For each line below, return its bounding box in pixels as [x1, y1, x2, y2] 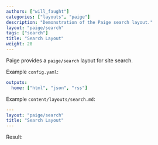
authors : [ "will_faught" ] [6, 8, 69, 15]
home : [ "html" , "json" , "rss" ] [11, 85, 88, 91]
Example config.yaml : [6, 68, 59, 75]
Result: [6, 133, 23, 140]
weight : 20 [6, 41, 33, 47]
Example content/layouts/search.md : [6, 96, 95, 102]
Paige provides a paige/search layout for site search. [6, 56, 133, 64]
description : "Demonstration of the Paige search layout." [6, 19, 153, 25]
